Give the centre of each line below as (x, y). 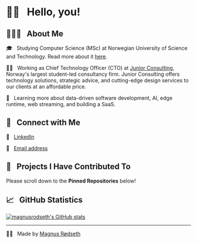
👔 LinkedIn (20, 137)
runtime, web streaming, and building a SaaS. (61, 104)
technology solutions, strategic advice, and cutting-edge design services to (97, 80)
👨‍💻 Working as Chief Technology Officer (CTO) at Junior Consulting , (90, 68)
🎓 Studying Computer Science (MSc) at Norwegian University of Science (97, 48)
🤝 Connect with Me (43, 123)
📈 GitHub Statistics (45, 200)
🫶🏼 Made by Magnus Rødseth (43, 234)
